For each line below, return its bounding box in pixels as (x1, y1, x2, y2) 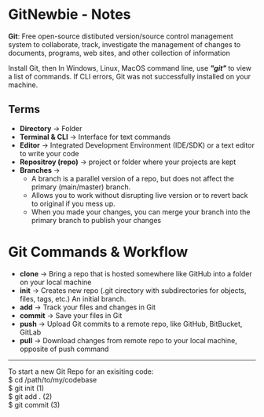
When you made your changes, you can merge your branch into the (31, 207, 251, 217)
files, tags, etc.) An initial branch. (19, 294, 126, 303)
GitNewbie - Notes (8, 5, 131, 24)
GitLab (19, 327, 42, 337)
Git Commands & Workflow (8, 243, 189, 261)
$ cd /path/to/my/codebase (8, 375, 97, 384)
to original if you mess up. (31, 199, 115, 208)
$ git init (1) (8, 383, 45, 393)
